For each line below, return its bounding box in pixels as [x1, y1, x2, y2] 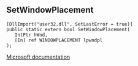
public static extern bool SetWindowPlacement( [6, 26, 131, 32]
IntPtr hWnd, [14, 32, 48, 38]
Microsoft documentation [6, 53, 71, 61]
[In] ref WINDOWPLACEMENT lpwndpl [14, 37, 103, 43]
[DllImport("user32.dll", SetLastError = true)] [6, 21, 133, 27]
